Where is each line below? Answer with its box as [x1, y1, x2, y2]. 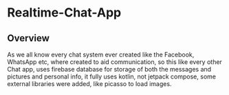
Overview [7, 32, 50, 44]
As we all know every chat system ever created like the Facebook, [7, 50, 195, 59]
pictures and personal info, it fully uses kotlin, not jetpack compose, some [7, 72, 217, 81]
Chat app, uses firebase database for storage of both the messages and [7, 65, 212, 73]
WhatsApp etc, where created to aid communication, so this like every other [7, 58, 222, 66]
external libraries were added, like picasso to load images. [7, 80, 172, 87]
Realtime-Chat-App [7, 5, 122, 21]
